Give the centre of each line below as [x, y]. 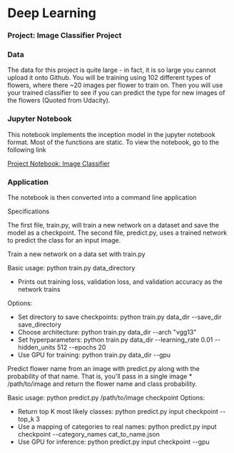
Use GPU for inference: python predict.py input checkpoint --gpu [113, 442]
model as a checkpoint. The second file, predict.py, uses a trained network [117, 233]
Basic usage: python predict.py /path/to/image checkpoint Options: [106, 398]
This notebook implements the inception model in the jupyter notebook [111, 134]
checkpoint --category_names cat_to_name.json [89, 434]
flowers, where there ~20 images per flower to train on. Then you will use [115, 85]
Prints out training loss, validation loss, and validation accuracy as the [120, 282]
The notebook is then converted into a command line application [102, 197]
